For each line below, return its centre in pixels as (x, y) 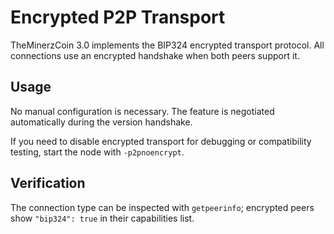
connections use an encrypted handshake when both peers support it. (155, 55)
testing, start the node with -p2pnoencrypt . (97, 152)
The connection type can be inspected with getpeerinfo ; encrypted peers (162, 207)
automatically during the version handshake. (101, 122)
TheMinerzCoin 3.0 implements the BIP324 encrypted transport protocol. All (167, 45)
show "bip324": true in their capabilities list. (102, 218)
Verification (48, 183)
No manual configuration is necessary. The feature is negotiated (142, 111)
